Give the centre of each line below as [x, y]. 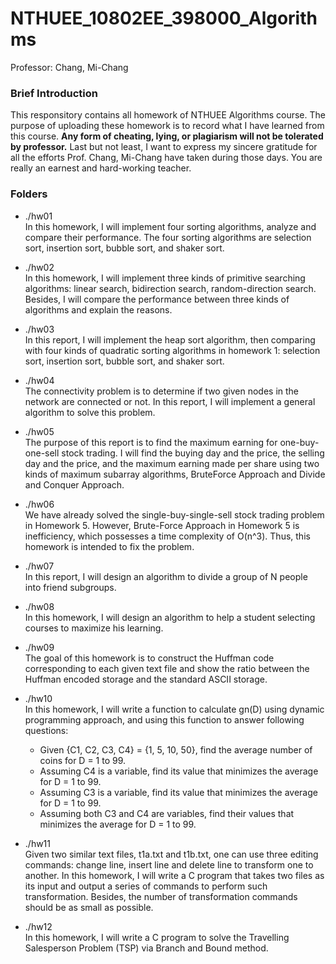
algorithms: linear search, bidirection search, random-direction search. [170, 288]
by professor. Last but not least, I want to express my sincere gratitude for [164, 147]
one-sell [42, 453]
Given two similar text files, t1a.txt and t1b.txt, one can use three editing [171, 854]
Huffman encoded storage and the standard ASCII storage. [146, 679]
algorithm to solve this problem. [90, 412]
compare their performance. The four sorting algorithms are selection [168, 237]
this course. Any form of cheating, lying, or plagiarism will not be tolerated [167, 136]
